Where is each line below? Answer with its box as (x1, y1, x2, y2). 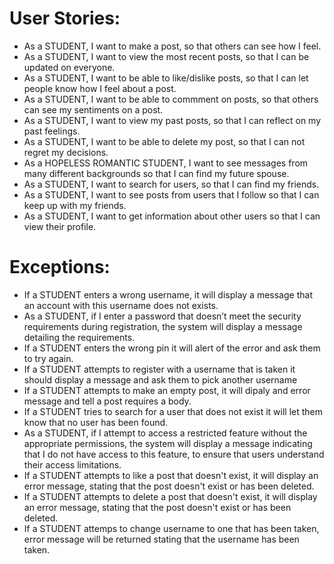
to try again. (23, 352, 74, 364)
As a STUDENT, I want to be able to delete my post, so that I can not (23, 135, 306, 147)
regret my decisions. (23, 146, 109, 158)
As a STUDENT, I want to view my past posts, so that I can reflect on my (23, 114, 322, 126)
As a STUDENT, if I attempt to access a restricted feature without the (23, 427, 308, 439)
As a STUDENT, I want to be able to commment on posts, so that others (23, 93, 319, 105)
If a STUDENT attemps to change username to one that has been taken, (23, 522, 320, 534)
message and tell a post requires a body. (23, 395, 192, 407)
